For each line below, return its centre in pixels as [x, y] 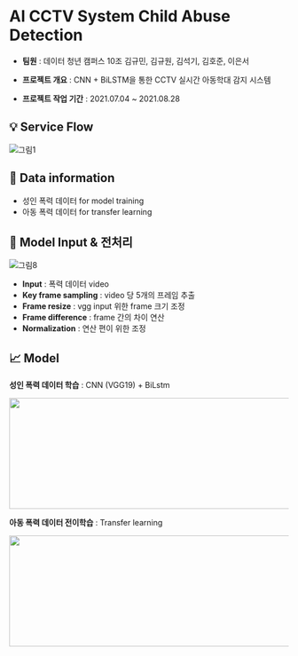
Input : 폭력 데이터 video [65, 284]
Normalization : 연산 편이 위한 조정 [84, 328]
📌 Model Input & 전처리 [71, 242]
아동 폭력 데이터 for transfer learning [87, 211]
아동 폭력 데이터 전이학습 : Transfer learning [86, 523]
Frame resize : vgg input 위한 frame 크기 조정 [103, 306]
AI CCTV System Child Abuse [120, 16]
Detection [46, 35]
